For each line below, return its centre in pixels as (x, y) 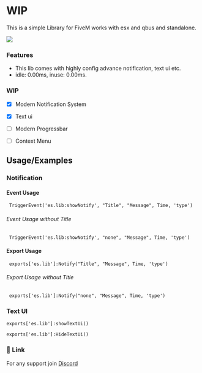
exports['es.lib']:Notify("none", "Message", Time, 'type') (87, 296)
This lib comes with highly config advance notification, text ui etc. (98, 69)
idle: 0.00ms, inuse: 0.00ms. (51, 75)
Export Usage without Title (40, 277)
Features (20, 55)
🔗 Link (16, 350)
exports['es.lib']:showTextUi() (47, 324)
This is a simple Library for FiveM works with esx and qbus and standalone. (102, 28)
